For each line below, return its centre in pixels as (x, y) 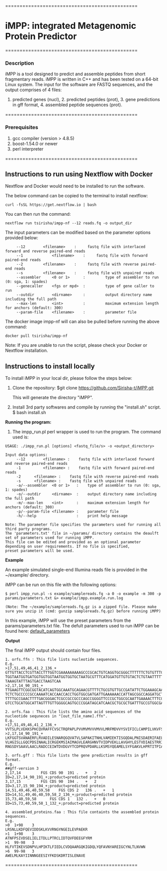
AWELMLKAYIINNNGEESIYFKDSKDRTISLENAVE (45, 856)
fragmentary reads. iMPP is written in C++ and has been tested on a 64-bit (82, 79)
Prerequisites (22, 128)
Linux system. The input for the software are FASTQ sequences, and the (79, 85)
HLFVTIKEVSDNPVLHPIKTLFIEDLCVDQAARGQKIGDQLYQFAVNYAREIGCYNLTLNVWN (75, 847)
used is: (20, 437)
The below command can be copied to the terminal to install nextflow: (77, 196)
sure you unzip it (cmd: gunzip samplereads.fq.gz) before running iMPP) (83, 611)
